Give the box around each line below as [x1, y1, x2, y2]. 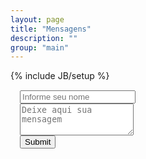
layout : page [10, 14, 65, 25]
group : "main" [10, 42, 70, 53]
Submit [24, 137, 52, 148]
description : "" [10, 33, 78, 43]
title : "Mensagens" [10, 24, 92, 34]
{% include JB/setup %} [10, 70, 110, 82]
